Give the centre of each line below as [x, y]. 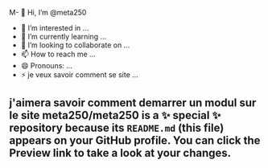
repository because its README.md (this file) [117, 128]
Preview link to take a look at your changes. [120, 153]
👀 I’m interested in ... [55, 28]
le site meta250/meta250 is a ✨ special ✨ [115, 115]
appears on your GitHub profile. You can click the [135, 141]
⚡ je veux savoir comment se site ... [80, 75]
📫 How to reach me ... [58, 54]
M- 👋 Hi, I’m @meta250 [48, 12]
